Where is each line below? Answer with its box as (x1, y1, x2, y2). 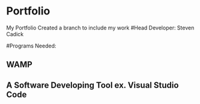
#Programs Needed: (6, 42, 56, 49)
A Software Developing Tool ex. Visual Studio (6, 80, 179, 90)
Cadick (6, 30, 24, 37)
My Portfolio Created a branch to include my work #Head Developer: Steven (6, 24, 195, 31)
